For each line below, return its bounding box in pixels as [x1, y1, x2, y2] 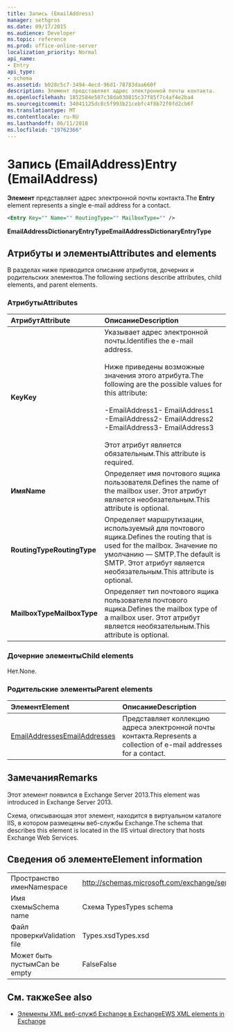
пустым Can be [10, 959, 60, 969]
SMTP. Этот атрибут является [104, 558, 205, 568]
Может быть [10, 950, 53, 960]
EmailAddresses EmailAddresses [10, 731, 116, 741]
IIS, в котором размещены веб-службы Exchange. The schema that [7, 818, 203, 827]
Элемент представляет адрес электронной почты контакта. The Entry [7, 194, 215, 202]
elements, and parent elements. [7, 280, 98, 289]
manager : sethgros [7, 17, 60, 24]
